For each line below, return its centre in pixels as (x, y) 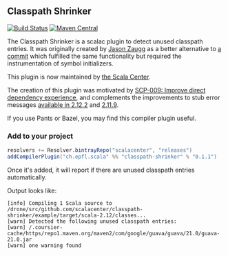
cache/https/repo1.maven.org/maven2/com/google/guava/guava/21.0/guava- (114, 233)
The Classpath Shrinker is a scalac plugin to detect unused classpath (105, 41)
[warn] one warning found (44, 245)
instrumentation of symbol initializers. (60, 63)
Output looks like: (32, 190)
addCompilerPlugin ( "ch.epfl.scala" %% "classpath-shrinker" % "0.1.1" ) (112, 157)
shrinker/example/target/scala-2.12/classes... (77, 215)
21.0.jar (20, 239)
